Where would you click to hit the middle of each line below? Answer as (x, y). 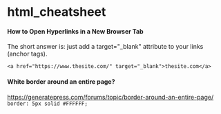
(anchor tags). (27, 54)
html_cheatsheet (57, 12)
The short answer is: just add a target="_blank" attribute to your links (105, 47)
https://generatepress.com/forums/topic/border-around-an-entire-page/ (110, 97)
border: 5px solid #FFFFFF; (48, 104)
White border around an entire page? (61, 81)
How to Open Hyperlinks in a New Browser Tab (75, 31)
